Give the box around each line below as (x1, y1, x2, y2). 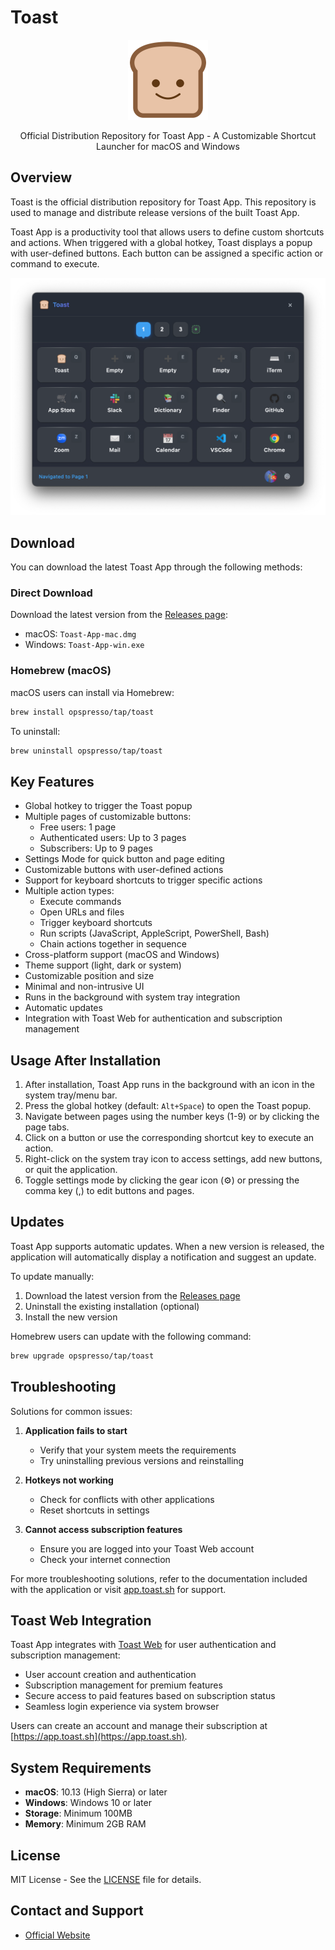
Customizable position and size (24, 970, 155, 982)
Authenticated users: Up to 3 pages (39, 832, 187, 844)
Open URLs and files (39, 906, 125, 918)
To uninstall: (10, 725, 61, 737)
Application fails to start (24, 1424, 128, 1436)
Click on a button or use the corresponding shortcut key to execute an (24, 1132, 315, 1143)
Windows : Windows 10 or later (24, 1797, 152, 1809)
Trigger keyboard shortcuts (39, 917, 153, 929)
